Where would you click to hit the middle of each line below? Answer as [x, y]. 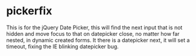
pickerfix [29, 11]
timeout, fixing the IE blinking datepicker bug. [62, 46]
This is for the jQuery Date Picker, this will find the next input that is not [94, 27]
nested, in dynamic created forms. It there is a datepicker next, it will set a [98, 40]
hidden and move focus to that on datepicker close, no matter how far [93, 33]
